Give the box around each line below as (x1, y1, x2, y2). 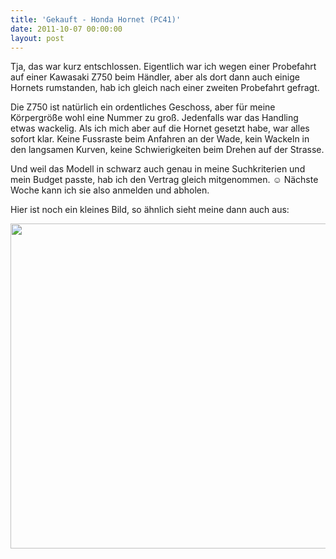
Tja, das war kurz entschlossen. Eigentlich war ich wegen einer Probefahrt (10, 61, 317, 73)
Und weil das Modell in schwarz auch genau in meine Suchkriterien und (10, 163, 306, 175)
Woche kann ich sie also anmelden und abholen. (10, 184, 210, 196)
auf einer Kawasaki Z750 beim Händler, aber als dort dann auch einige (10, 71, 300, 83)
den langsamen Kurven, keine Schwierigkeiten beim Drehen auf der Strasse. (10, 144, 325, 156)
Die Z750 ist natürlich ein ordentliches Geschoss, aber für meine (10, 101, 276, 113)
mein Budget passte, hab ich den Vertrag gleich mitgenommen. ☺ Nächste (10, 174, 319, 186)
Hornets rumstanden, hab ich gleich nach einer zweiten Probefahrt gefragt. (10, 82, 320, 94)
